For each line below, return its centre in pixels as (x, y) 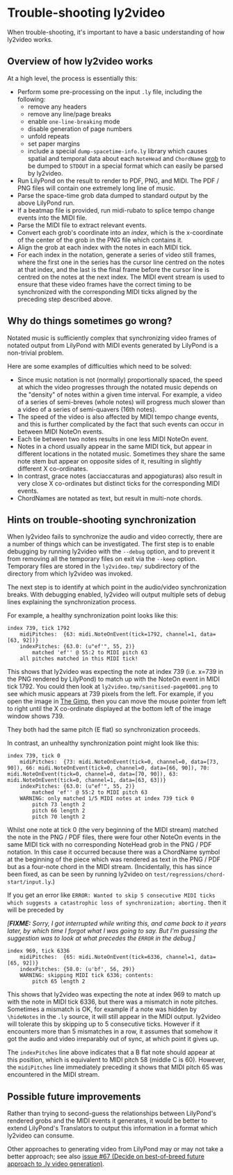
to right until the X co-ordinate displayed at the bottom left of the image (109, 709)
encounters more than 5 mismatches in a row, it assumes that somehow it (112, 1031)
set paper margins (54, 144)
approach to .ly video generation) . (56, 1164)
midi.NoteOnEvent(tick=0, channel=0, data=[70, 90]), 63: (93, 774)
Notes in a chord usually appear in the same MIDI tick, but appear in (114, 446)
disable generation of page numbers (80, 129)
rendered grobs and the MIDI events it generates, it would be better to (107, 1121)
